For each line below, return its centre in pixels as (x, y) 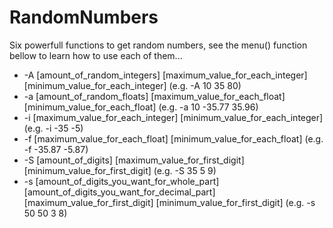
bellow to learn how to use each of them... (96, 55)
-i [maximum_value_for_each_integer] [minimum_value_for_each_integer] (173, 117)
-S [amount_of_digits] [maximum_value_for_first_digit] (134, 160)
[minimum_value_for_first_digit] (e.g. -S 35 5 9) (120, 170)
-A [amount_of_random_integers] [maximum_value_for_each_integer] (165, 75)
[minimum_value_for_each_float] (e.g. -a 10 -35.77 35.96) (141, 107)
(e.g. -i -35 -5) (53, 128)
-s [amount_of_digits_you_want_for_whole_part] (121, 181)
